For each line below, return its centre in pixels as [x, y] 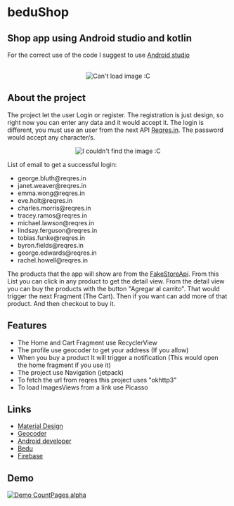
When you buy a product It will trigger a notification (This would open [118, 357]
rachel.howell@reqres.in [52, 260]
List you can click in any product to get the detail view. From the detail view [116, 281]
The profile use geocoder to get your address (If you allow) [103, 350]
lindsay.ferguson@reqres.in [57, 230]
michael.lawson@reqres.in [56, 222]
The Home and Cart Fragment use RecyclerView [87, 342]
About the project [47, 98]
